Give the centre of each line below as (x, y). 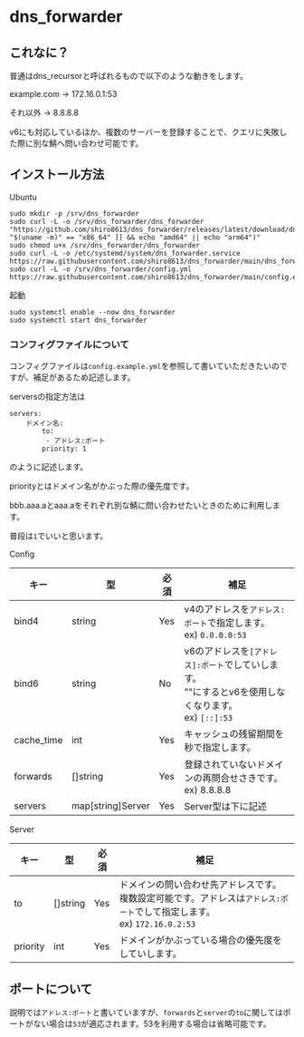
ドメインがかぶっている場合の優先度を (200, 940)
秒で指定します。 (220, 748)
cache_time (38, 741)
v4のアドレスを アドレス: (234, 609)
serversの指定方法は (47, 397)
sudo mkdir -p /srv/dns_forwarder (75, 213)
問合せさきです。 (247, 779)
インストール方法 (57, 174)
